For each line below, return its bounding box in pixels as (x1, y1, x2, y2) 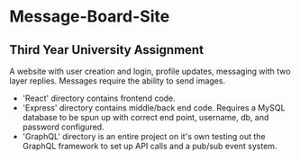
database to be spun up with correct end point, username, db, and (22, 112, 269, 122)
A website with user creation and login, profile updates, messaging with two (9, 66, 291, 76)
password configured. (22, 121, 105, 132)
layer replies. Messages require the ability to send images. (9, 76, 226, 86)
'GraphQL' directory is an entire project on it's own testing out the (22, 131, 266, 141)
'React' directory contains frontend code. (22, 93, 176, 103)
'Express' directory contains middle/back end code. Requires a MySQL (22, 102, 286, 113)
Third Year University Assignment (9, 42, 205, 58)
